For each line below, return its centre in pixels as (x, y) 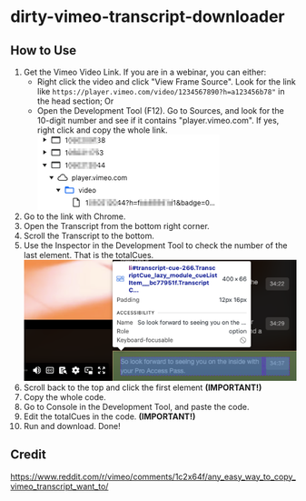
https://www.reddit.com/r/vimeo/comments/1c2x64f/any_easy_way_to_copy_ (153, 476)
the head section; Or (75, 101)
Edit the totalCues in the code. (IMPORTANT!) (109, 416)
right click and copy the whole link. (102, 130)
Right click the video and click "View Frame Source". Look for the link (166, 82)
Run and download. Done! (72, 426)
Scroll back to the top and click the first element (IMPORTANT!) (143, 387)
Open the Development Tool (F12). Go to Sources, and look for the (160, 110)
